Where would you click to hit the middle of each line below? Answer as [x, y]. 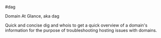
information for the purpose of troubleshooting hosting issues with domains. [81, 30]
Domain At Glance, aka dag [32, 16]
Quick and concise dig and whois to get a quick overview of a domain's [76, 25]
